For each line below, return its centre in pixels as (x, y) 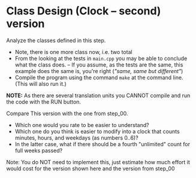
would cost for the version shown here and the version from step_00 (91, 168)
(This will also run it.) (41, 84)
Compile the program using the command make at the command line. (99, 77)
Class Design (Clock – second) (84, 11)
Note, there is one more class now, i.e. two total (74, 52)
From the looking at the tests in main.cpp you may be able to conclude (101, 58)
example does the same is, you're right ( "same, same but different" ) (99, 71)
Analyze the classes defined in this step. (56, 40)
